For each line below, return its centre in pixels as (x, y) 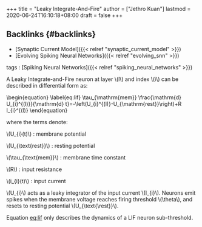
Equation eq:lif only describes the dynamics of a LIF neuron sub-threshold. (100, 217)
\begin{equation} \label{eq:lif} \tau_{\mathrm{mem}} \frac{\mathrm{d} (94, 97)
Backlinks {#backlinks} (51, 34)
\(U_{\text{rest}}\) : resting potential (51, 145)
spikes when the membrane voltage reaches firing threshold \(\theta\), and (99, 199)
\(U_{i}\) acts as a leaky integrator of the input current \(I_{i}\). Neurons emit (101, 193)
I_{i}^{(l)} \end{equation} (37, 110)
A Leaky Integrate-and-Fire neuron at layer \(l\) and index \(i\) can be (93, 79)
